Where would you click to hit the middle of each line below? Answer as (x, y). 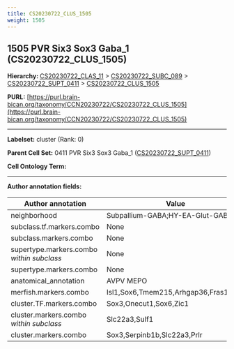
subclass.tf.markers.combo (55, 227)
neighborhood (34, 216)
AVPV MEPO (127, 281)
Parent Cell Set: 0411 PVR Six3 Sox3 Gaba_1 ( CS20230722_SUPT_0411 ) (109, 153)
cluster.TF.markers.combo (54, 304)
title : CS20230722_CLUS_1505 (49, 14)
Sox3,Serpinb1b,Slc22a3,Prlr (155, 335)
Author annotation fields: (45, 186)
